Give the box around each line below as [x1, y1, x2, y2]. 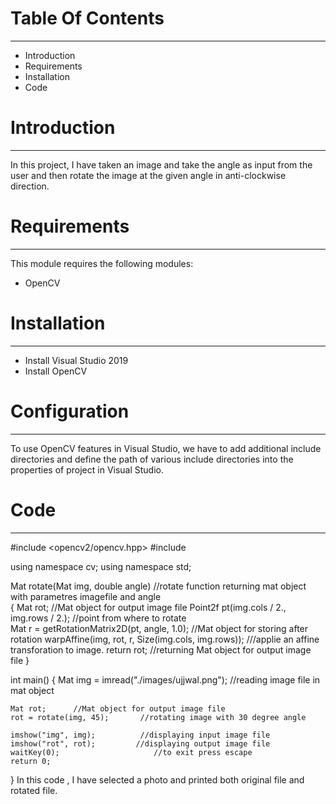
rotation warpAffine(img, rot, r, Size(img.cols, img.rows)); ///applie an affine [10, 633, 320, 645]
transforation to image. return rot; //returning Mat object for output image [10, 643, 312, 656]
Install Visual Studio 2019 [24, 354, 129, 366]
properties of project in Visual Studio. [10, 463, 165, 476]
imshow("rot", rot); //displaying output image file [10, 738, 271, 749]
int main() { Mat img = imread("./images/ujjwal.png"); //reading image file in [10, 673, 321, 686]
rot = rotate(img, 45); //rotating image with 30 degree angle [10, 712, 307, 722]
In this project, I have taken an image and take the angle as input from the [10, 158, 313, 171]
